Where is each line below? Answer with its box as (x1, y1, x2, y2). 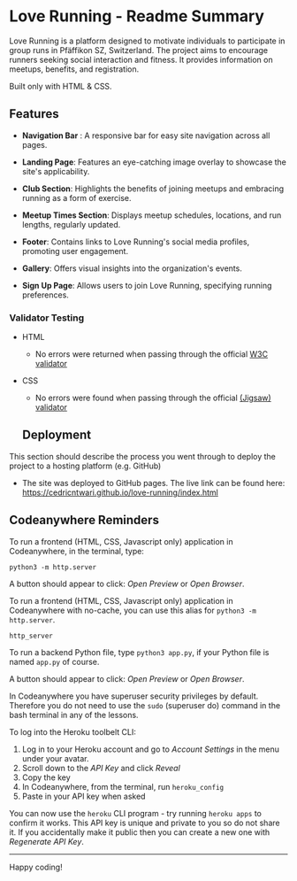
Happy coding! (9, 862, 64, 872)
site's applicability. (21, 166, 90, 176)
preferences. (21, 290, 69, 300)
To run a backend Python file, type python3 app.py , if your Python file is (9, 646, 270, 657)
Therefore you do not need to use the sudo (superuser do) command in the (9, 699, 281, 710)
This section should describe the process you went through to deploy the (9, 451, 276, 461)
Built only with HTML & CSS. (9, 81, 112, 91)
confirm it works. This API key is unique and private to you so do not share (9, 817, 280, 828)
